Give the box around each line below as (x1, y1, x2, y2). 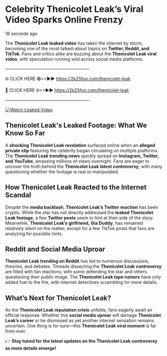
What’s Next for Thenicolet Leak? (5, 294, 111, 302)
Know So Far (5, 129, 45, 137)
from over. (5, 328, 26, 334)
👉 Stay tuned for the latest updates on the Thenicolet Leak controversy (5, 338, 158, 344)
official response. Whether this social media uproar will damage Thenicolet (5, 312, 161, 318)
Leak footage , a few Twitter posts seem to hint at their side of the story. (5, 215, 154, 221)
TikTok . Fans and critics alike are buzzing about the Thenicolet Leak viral (5, 51, 157, 57)
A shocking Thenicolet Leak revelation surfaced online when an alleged (5, 142, 156, 148)
